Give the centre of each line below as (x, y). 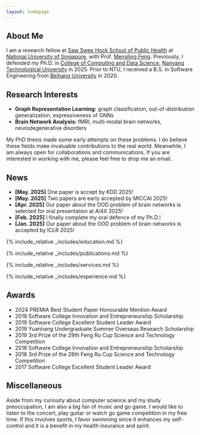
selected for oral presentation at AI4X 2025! (69, 211)
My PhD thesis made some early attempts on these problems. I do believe (97, 140)
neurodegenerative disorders (50, 128)
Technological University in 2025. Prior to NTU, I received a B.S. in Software (99, 69)
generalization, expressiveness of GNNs (64, 115)
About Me (25, 36)
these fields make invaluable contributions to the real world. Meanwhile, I (96, 146)
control (15, 425)
